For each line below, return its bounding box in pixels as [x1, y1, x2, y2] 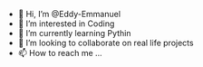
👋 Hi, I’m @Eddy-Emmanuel [17, 9, 121, 19]
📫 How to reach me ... [17, 48, 102, 58]
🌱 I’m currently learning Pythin [17, 28, 131, 38]
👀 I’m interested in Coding [17, 18, 115, 29]
